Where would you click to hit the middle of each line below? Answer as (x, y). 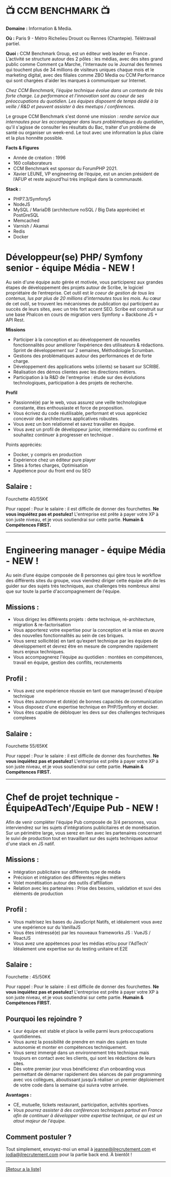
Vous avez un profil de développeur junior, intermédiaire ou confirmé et (88, 429)
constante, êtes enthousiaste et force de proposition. (68, 407)
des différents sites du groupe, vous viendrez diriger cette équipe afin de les (86, 580)
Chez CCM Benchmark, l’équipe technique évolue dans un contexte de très (84, 90)
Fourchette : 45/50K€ (28, 977)
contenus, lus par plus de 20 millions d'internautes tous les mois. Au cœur (83, 298)
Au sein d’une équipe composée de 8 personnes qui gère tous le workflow (83, 575)
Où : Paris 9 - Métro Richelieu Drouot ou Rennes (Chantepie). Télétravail (81, 38)
